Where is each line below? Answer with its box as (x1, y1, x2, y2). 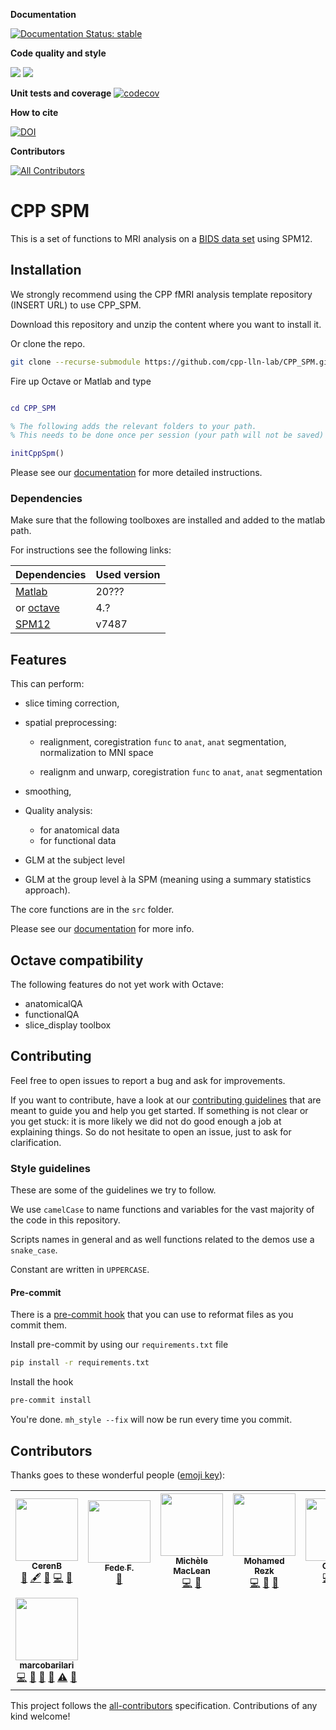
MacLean (173, 1565, 211, 1576)
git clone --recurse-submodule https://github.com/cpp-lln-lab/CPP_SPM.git (10, 357, 333, 367)
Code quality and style (10, 47, 107, 59)
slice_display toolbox (24, 1019, 112, 1031)
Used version (95, 568, 161, 582)
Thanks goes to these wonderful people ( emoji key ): (10, 1469, 226, 1481)
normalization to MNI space (39, 747, 154, 759)
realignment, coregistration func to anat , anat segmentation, (39, 736, 287, 748)
